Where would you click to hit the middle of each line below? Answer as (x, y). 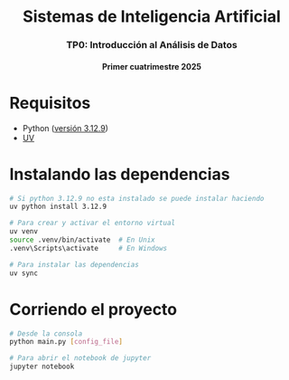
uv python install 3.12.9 (58, 207)
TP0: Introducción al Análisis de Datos (152, 45)
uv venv (24, 232)
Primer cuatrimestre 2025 (152, 66)
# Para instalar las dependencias (75, 264)
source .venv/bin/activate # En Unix (82, 240)
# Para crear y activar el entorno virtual (93, 223)
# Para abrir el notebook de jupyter (80, 358)
